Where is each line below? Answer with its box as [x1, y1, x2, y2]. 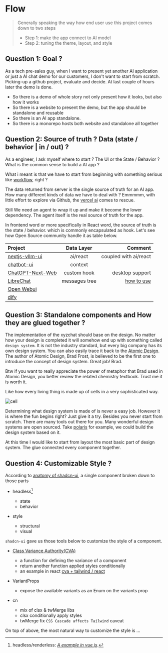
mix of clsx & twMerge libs [19, 607, 75, 613]
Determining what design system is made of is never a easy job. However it [5, 408, 160, 414]
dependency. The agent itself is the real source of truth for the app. [5, 212, 144, 218]
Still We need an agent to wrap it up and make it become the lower [5, 206, 142, 212]
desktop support [112, 269, 151, 276]
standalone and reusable [12, 110, 64, 116]
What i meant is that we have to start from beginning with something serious [5, 171, 162, 177]
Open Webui [7, 285, 37, 292]
